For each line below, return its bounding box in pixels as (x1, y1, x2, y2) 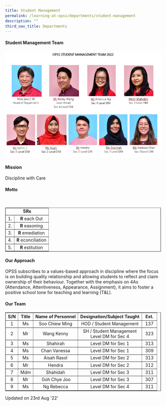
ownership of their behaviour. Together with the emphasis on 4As (5, 279, 138, 285)
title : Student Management (5, 8, 61, 13)
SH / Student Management (83, 328, 137, 334)
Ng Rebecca (42, 384, 68, 390)
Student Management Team (5, 40, 64, 46)
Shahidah (46, 369, 65, 375)
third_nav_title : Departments (5, 24, 68, 29)
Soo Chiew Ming (39, 321, 73, 327)
